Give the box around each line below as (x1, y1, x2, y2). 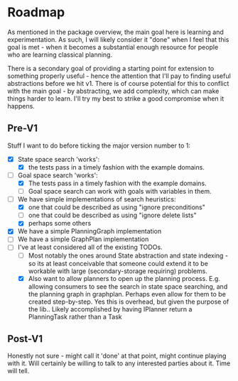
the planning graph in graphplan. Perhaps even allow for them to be (28, 289, 226, 298)
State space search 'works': (17, 155, 100, 163)
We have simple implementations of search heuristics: (17, 195, 176, 204)
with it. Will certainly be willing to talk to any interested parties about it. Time (7, 359, 231, 368)
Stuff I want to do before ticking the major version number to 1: (7, 141, 190, 150)
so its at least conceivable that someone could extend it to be (28, 259, 208, 267)
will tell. (7, 367, 30, 375)
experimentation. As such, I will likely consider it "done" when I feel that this (7, 35, 229, 43)
